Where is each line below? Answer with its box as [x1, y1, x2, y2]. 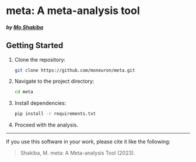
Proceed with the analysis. [14, 121, 79, 129]
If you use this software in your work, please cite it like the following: [6, 138, 171, 145]
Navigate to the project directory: [14, 78, 94, 85]
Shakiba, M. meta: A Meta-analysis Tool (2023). [20, 150, 135, 157]
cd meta [14, 89, 33, 95]
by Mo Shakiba [6, 23, 44, 30]
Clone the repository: [14, 56, 66, 63]
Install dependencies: [14, 100, 66, 107]
